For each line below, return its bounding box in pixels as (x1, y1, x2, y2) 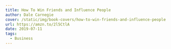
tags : (5, 31, 17, 36)
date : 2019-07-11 (5, 27, 42, 32)
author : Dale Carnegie (5, 12, 54, 17)
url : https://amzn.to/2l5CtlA (5, 21, 70, 27)
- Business (10, 36, 33, 41)
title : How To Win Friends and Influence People (5, 7, 111, 13)
